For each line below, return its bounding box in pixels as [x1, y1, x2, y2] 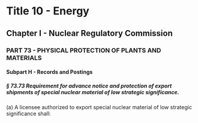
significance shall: [6, 110, 51, 118]
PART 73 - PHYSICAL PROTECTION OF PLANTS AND [6, 46, 161, 55]
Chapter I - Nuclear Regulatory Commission [6, 28, 173, 38]
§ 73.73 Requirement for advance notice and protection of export [6, 82, 172, 89]
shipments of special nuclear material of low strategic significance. [6, 88, 179, 95]
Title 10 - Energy [6, 4, 90, 18]
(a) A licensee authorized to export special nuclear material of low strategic [6, 104, 192, 111]
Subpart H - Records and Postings [6, 68, 93, 76]
